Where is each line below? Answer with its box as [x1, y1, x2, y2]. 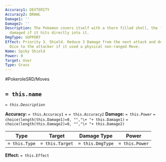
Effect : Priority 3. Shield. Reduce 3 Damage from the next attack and [5, 40, 156, 45]
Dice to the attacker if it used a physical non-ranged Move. [9, 44, 140, 49]
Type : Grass [5, 62, 30, 67]
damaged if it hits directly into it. [9, 30, 90, 35]
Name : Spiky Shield [5, 49, 45, 54]
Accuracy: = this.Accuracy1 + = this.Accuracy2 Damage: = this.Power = [5, 111, 156, 117]
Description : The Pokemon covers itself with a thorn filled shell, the [5, 26, 158, 31]
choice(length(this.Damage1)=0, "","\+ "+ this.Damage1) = [5, 117, 128, 122]
